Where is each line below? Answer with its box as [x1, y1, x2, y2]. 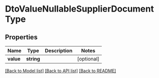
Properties [5, 33, 38, 41]
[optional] [77, 56, 99, 62]
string [26, 56, 40, 62]
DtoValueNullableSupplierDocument [5, 3, 154, 15]
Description [45, 47, 73, 54]
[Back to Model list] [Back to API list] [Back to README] [5, 68, 116, 74]
